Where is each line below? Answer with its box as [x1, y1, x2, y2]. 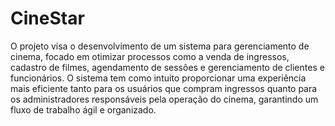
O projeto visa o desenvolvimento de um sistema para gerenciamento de [10, 40, 310, 52]
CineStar [10, 7, 85, 30]
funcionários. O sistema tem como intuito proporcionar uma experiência [10, 72, 307, 84]
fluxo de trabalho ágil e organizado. [10, 103, 157, 116]
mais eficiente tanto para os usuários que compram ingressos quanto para [10, 82, 318, 94]
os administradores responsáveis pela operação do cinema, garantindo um [10, 93, 319, 105]
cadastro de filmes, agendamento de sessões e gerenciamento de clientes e [10, 61, 325, 73]
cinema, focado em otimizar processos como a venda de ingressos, [10, 50, 290, 62]
